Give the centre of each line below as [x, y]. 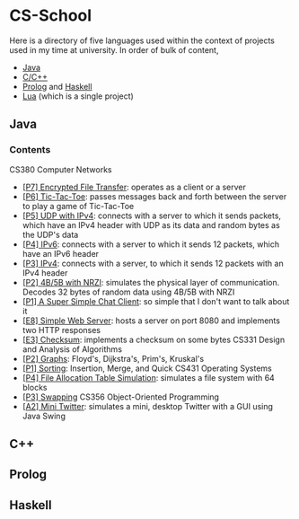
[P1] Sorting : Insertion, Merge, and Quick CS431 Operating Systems [147, 368]
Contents [30, 150]
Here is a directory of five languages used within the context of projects [142, 40]
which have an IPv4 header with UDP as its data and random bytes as [151, 224]
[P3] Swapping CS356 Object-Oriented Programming [121, 397]
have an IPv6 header [61, 253]
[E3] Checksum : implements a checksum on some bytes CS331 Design [154, 339]
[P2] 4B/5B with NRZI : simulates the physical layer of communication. [151, 282]
